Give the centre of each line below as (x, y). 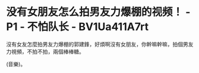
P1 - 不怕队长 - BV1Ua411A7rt (78, 27)
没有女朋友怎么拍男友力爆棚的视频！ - (98, 12)
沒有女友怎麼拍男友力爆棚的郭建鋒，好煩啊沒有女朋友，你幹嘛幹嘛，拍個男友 (100, 44)
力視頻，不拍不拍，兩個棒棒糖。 (45, 51)
